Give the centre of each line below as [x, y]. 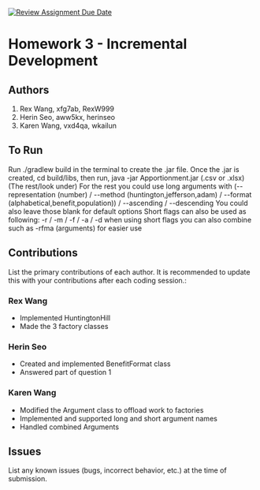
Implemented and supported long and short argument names [119, 418]
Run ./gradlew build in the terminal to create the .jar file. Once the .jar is [124, 169]
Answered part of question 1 [65, 372]
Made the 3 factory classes [64, 326]
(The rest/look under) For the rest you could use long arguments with [120, 186]
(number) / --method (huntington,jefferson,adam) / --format [154, 194]
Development [53, 61]
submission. [28, 479]
